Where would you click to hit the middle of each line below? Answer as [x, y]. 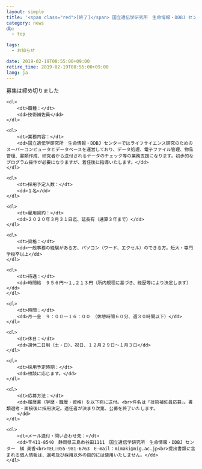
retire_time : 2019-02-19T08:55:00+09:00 [58, 67]
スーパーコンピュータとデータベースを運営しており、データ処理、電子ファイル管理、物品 [100, 150]
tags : [13, 45]
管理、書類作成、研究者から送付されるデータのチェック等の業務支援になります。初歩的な [100, 156]
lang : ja [17, 73]
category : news [25, 23]
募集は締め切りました [32, 90]
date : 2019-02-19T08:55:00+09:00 [48, 61]
